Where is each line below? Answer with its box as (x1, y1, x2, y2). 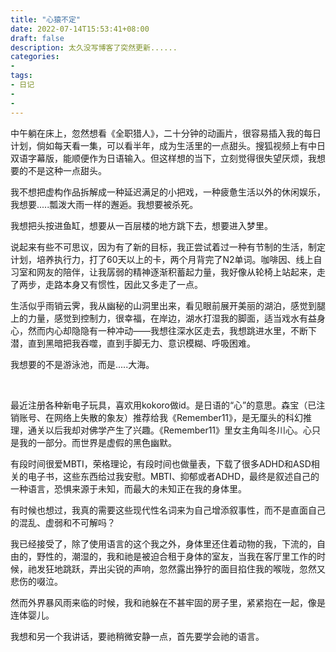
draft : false (10, 33, 65, 43)
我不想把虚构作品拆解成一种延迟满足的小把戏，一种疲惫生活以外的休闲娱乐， (10, 186, 326, 198)
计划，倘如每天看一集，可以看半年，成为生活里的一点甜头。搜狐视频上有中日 (10, 139, 326, 151)
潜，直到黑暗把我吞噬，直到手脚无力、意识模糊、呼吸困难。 (10, 337, 256, 349)
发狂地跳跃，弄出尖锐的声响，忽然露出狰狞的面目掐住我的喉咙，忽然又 (36, 562, 326, 575)
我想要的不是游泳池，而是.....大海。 (10, 358, 155, 370)
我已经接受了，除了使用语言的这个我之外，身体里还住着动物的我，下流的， (10, 537, 317, 550)
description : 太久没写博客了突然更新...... (10, 42, 178, 53)
